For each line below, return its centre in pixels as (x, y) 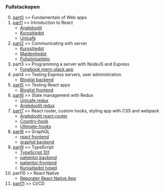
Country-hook (34, 121)
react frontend (34, 137)
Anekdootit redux (37, 106)
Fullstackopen (23, 7)
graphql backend (37, 142)
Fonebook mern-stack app (47, 69)
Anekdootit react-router (44, 116)
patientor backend (38, 158)
